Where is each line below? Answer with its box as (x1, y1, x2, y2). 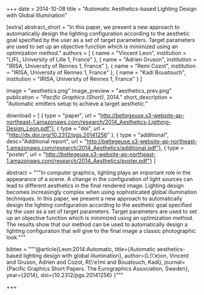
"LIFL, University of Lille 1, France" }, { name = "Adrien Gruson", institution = (6, 56, 197, 63)
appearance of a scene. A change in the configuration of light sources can (6, 176, 193, 182)
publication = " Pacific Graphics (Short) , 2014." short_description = (6, 94, 173, 101)
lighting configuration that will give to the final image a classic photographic (6, 227, 196, 234)
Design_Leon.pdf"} (6, 125, 54, 132)
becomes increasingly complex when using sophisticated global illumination (6, 188, 197, 196)
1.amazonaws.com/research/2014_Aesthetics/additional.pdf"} (6, 144, 161, 151)
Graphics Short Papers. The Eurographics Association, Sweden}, (27, 265, 190, 272)
